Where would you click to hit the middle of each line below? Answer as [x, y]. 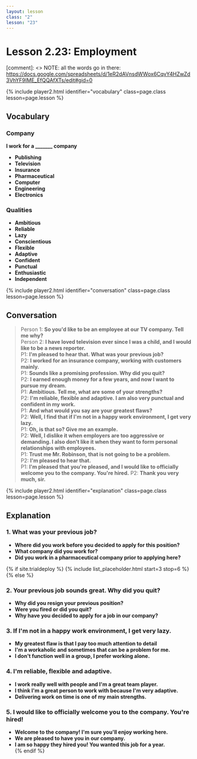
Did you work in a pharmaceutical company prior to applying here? [98, 557]
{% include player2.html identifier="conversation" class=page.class [88, 290]
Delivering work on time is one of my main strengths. [81, 697]
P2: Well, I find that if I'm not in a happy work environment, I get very [106, 417]
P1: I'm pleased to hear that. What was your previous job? [92, 355]
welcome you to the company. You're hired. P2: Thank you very [100, 473]
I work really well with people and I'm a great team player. [86, 684]
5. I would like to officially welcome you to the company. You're [98, 712]
